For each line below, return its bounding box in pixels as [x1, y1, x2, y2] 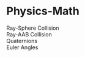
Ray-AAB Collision [6, 30, 52, 38]
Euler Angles [6, 44, 39, 51]
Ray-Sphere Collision [6, 24, 59, 32]
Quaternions [6, 37, 38, 44]
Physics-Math [6, 4, 79, 18]
